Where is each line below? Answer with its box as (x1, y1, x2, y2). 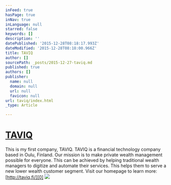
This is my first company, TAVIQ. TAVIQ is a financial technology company (5, 147, 161, 153)
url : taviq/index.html (5, 98, 54, 103)
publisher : (5, 74, 29, 79)
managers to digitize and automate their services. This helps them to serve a (5, 162, 166, 169)
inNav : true (5, 17, 31, 22)
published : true (5, 65, 40, 70)
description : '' (5, 36, 40, 42)
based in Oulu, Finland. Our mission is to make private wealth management (5, 152, 163, 158)
